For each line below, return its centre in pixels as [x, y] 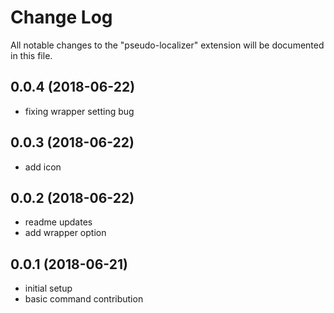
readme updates [58, 222]
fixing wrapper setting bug [79, 111]
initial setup [48, 288]
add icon [43, 167]
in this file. [31, 55]
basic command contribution [84, 299]
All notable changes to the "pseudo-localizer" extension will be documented [167, 45]
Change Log [61, 17]
